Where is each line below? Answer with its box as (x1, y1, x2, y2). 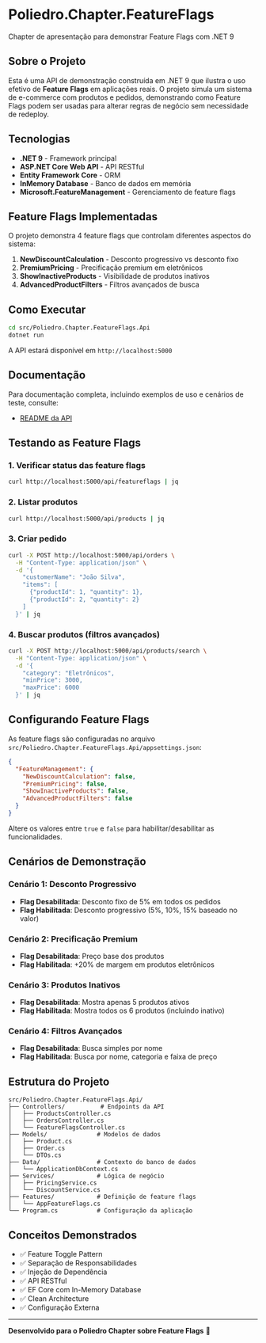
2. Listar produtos (8, 496, 78, 508)
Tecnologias (8, 132, 70, 146)
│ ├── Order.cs (8, 1144, 66, 1153)
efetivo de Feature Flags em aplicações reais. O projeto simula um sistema (8, 84, 252, 93)
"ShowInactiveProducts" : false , (22, 787, 129, 795)
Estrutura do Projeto (8, 1075, 110, 1088)
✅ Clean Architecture (19, 1294, 89, 1303)
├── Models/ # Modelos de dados (8, 1131, 161, 1139)
